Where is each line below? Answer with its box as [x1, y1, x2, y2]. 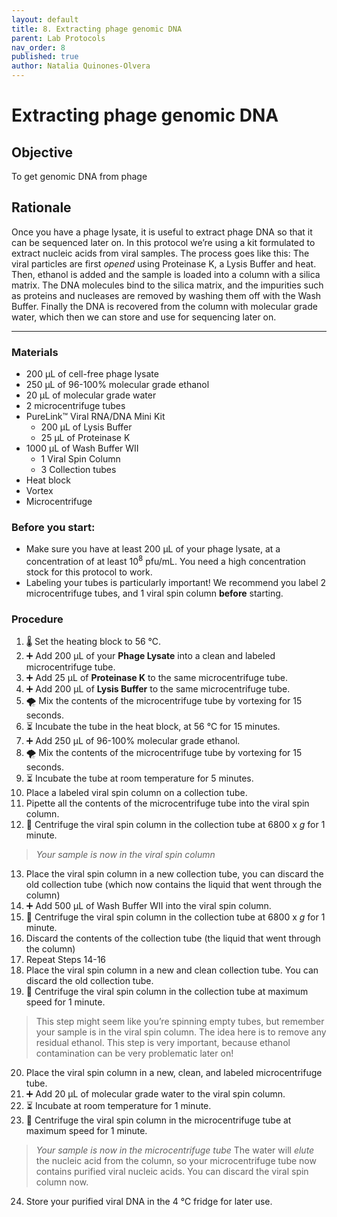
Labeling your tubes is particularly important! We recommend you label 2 [25, 577, 327, 589]
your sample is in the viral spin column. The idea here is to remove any [35, 1026, 327, 1038]
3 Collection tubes [40, 464, 117, 476]
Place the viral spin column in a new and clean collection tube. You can [25, 964, 319, 976]
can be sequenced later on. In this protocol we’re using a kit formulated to [11, 236, 316, 248]
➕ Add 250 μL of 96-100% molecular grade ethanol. [25, 735, 241, 747]
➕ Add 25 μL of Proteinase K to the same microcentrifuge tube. [25, 672, 288, 684]
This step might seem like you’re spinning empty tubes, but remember [35, 1016, 325, 1028]
